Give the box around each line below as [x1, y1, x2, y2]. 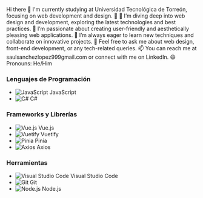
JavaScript [49, 88, 77, 96]
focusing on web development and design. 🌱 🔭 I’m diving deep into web [6, 12, 185, 19]
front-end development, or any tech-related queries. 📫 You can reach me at [6, 45, 197, 51]
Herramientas [6, 158, 48, 167]
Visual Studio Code [70, 172, 118, 179]
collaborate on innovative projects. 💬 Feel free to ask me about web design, [6, 38, 195, 45]
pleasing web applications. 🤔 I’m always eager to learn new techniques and [6, 31, 194, 39]
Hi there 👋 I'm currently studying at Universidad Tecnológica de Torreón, [6, 6, 188, 13]
